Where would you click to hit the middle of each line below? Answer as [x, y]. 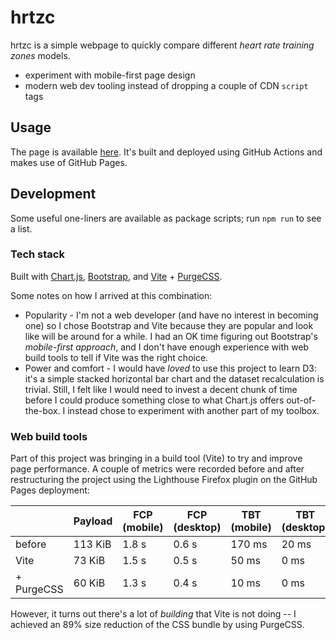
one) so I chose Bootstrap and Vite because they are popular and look [169, 325]
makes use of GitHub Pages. [69, 162]
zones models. [40, 55]
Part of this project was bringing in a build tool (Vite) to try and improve [156, 458]
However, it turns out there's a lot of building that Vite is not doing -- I [153, 614]
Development [53, 194]
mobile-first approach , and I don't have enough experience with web [167, 347]
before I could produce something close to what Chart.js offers [154, 400]
